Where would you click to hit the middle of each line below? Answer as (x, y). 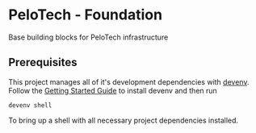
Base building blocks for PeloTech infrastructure (88, 37)
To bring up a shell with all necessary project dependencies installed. (124, 120)
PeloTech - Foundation (86, 15)
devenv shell (30, 105)
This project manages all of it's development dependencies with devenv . (129, 81)
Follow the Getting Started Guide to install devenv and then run (113, 90)
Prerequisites (43, 62)
